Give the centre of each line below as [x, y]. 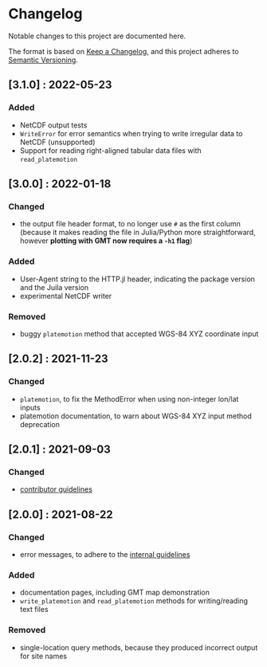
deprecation [39, 424]
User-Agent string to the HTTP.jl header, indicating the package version [137, 279]
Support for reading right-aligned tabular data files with [110, 150]
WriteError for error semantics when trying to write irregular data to [131, 133]
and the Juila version [54, 287]
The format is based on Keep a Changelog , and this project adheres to [124, 51]
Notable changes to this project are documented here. [97, 36]
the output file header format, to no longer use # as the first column [130, 224]
